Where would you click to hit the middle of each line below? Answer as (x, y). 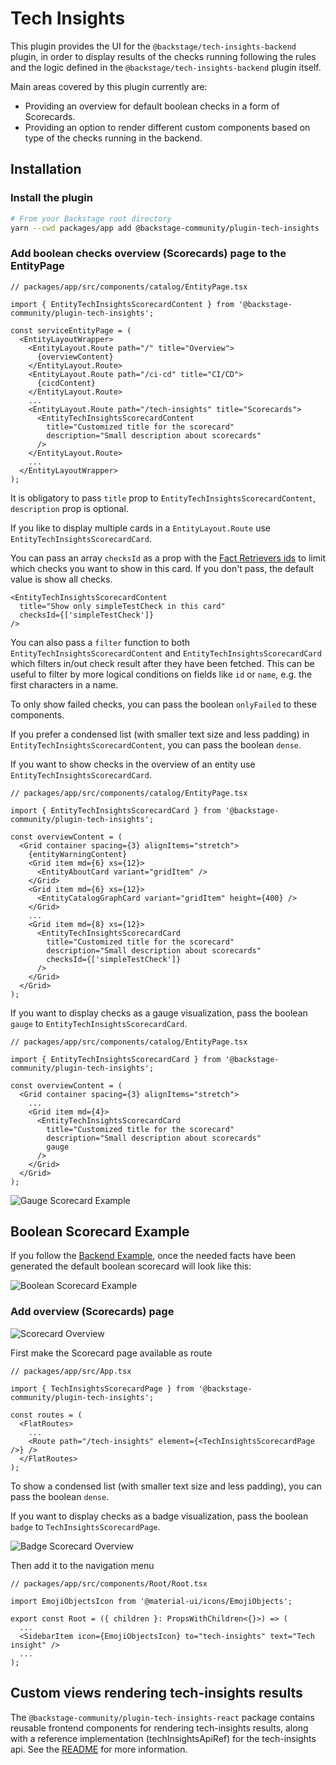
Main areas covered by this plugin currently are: (109, 86)
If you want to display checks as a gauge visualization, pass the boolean (159, 1013)
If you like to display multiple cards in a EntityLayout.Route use (141, 528)
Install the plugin (51, 198)
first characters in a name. (64, 684)
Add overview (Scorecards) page (92, 1312)
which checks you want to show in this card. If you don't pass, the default (162, 568)
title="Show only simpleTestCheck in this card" (122, 606)
